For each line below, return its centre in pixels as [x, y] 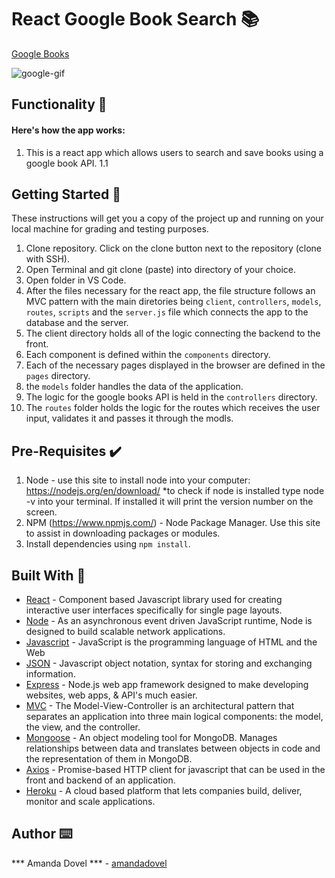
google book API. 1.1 [67, 163]
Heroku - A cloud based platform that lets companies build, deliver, [164, 790]
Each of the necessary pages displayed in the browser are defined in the [175, 365]
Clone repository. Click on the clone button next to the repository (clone [174, 248]
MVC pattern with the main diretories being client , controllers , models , [173, 302]
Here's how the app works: [68, 130]
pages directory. [58, 376]
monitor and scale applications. [90, 801]
